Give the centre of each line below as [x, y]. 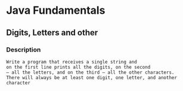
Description [24, 50]
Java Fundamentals [56, 10]
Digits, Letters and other [52, 33]
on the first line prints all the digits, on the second [78, 67]
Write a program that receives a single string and [72, 62]
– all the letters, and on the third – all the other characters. [90, 72]
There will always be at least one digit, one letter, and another [92, 78]
